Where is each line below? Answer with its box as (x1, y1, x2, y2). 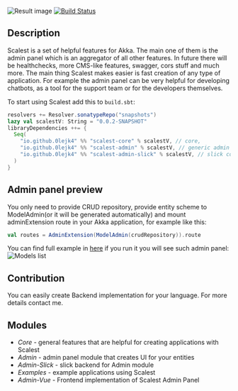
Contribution (7, 272, 65, 284)
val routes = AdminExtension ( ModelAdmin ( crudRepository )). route (7, 231, 201, 238)
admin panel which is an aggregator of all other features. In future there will (7, 53, 227, 62)
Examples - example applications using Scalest (17, 368, 156, 376)
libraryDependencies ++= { (7, 124, 87, 131)
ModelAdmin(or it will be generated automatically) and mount (7, 210, 186, 219)
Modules (7, 319, 47, 331)
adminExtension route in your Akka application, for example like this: (7, 217, 207, 226)
